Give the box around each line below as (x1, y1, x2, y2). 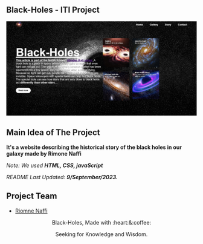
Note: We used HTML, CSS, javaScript (6, 162, 103, 169)
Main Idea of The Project (6, 127, 101, 138)
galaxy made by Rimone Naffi (6, 150, 82, 157)
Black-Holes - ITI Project (6, 5, 100, 15)
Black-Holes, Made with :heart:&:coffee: (51, 219, 152, 226)
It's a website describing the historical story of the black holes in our (6, 143, 182, 151)
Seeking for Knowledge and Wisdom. (55, 230, 148, 238)
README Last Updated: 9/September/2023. (6, 173, 118, 180)
